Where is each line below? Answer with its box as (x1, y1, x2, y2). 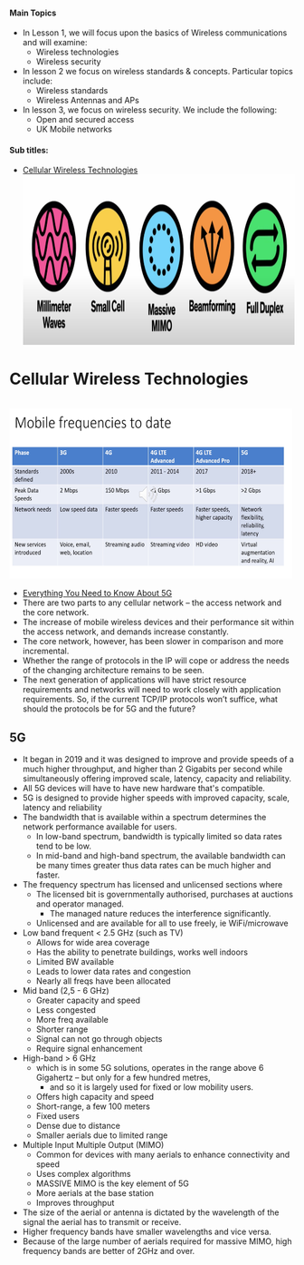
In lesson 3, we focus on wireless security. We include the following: (22, 104, 278, 115)
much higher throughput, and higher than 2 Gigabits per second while (22, 763, 283, 775)
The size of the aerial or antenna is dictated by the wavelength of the (22, 1207, 280, 1218)
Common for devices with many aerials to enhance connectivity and (35, 1149, 290, 1161)
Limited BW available (35, 956, 115, 967)
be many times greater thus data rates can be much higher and (35, 860, 271, 871)
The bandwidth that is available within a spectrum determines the (22, 812, 267, 823)
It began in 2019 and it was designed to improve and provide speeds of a (22, 754, 294, 765)
